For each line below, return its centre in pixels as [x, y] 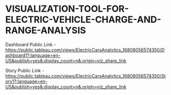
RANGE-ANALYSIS [46, 30]
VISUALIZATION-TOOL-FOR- [67, 9]
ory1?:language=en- [26, 81]
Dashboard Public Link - [31, 44]
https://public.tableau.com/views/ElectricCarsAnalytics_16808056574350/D [85, 50]
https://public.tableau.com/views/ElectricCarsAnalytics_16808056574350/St [86, 76]
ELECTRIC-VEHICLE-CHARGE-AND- [83, 20]
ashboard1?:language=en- [33, 55]
